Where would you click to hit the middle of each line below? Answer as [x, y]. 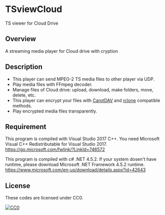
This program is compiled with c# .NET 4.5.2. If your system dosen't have [81, 159]
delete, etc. [24, 95]
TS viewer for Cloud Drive [32, 23]
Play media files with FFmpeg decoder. [52, 84]
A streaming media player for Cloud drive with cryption [62, 51]
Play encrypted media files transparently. [55, 111]
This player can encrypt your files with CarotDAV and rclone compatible [86, 100]
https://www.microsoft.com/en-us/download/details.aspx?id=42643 [75, 170]
